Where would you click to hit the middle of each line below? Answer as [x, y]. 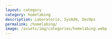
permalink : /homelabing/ [31, 24]
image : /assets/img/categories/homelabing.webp [56, 29]
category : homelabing [28, 15]
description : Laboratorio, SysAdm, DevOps [50, 19]
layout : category [23, 10]
